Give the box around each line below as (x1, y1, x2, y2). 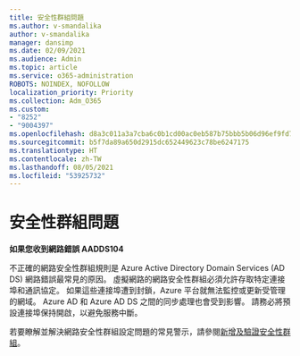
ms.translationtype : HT (9, 146, 98, 155)
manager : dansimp (9, 38, 74, 47)
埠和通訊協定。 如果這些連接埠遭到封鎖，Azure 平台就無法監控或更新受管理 (9, 285, 286, 296)
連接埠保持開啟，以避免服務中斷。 (16, 308, 143, 318)
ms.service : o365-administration (9, 72, 134, 81)
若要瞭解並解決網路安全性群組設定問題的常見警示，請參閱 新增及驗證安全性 (9, 326, 283, 337)
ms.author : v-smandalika (9, 21, 102, 30)
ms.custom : (9, 105, 50, 114)
